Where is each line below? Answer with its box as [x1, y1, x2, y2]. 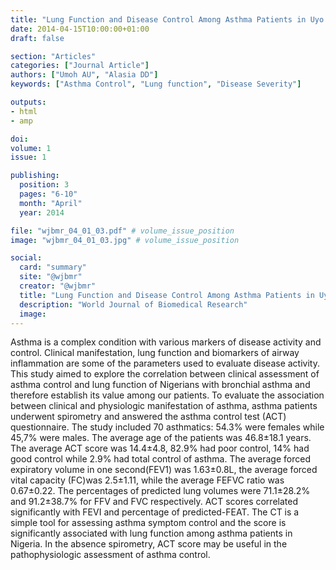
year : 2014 [19, 207, 65, 218]
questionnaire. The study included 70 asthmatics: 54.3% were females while [10, 421, 325, 433]
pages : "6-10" [19, 189, 78, 199]
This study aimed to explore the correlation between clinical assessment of [10, 368, 320, 380]
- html [10, 106, 38, 116]
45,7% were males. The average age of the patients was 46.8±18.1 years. [10, 432, 312, 444]
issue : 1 [10, 152, 47, 163]
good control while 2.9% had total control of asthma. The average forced [10, 453, 311, 465]
